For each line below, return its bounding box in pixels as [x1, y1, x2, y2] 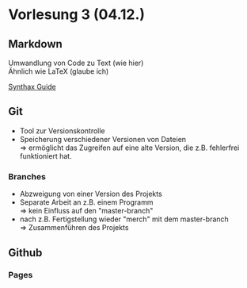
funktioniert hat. [19, 151, 73, 160]
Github [8, 246, 43, 259]
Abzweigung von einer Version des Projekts [19, 189, 162, 199]
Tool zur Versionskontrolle [19, 125, 105, 136]
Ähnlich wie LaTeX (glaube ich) [8, 67, 109, 76]
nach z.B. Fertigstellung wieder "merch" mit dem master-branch [19, 214, 230, 224]
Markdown [8, 37, 63, 51]
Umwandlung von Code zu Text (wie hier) [8, 58, 144, 67]
